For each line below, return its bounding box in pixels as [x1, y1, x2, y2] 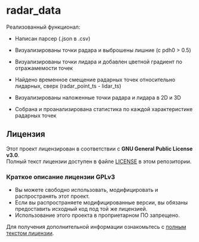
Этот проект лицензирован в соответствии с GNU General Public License [6, 145, 193, 152]
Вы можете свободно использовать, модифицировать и [14, 186, 158, 194]
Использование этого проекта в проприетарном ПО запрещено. [14, 212, 180, 219]
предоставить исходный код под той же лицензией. [14, 206, 148, 213]
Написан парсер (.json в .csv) [14, 35, 91, 42]
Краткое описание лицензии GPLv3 [6, 173, 115, 181]
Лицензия [6, 129, 45, 139]
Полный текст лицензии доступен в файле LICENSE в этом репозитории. [6, 158, 192, 165]
